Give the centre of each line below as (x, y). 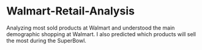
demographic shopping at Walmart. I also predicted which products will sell (101, 34)
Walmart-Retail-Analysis (70, 11)
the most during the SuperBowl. (47, 40)
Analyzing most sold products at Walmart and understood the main (91, 28)
